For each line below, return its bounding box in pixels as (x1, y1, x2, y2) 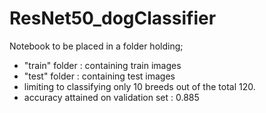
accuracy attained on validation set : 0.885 (23, 91, 200, 103)
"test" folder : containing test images (23, 70, 176, 82)
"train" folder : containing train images (23, 59, 182, 71)
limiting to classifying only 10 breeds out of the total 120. (23, 80, 256, 92)
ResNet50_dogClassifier (9, 7, 217, 30)
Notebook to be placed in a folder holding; (9, 40, 184, 52)
